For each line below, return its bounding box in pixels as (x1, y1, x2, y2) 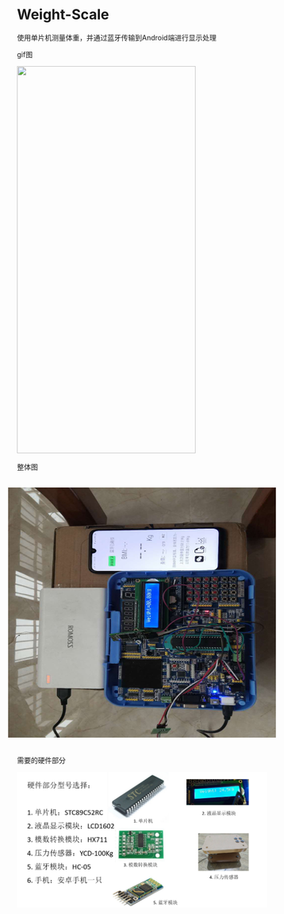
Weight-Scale (17, 6, 109, 24)
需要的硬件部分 (17, 755, 66, 765)
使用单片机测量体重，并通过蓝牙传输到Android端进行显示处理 (17, 33, 217, 42)
